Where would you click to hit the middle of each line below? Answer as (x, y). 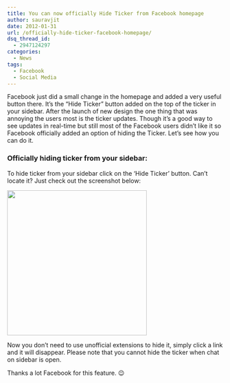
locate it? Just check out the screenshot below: (74, 181)
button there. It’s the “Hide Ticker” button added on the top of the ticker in (112, 104)
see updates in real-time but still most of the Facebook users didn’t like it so (114, 126)
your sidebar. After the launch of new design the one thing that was (102, 111)
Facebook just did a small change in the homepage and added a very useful (114, 97)
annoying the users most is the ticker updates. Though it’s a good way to (110, 119)
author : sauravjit (33, 20)
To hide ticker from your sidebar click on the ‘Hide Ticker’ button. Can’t (107, 173)
